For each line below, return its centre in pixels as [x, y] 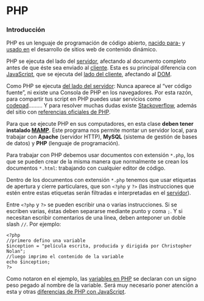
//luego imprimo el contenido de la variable [65, 257]
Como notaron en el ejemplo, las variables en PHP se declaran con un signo [101, 279]
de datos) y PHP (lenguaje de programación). [63, 143]
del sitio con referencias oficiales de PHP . [58, 112]
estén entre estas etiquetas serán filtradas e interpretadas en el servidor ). [99, 193]
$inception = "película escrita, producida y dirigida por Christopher [99, 246]
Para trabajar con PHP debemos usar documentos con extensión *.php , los [100, 155]
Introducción [26, 30]
